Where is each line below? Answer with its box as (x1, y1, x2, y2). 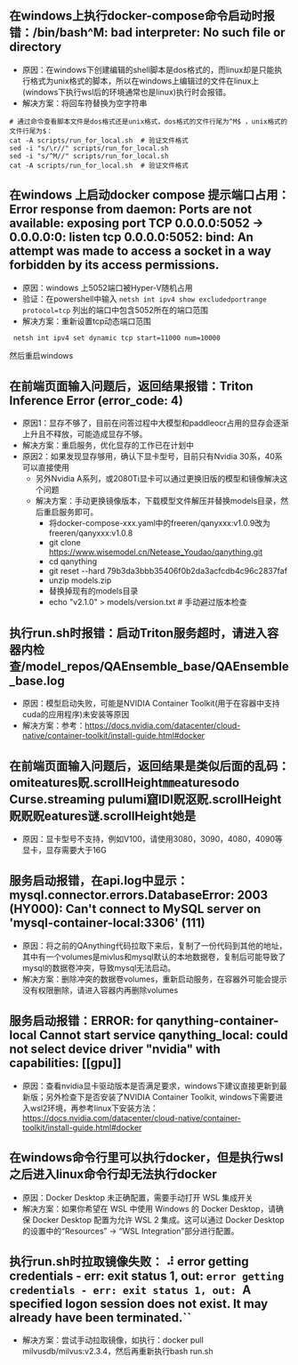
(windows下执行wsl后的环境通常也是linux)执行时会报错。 (21, 86, 231, 97)
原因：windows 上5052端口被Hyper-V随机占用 (21, 282, 193, 293)
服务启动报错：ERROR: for (9, 1014, 154, 1029)
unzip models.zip (48, 575, 112, 586)
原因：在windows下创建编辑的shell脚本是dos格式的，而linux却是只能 (21, 64, 275, 75)
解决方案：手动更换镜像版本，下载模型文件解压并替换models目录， (35, 496, 281, 506)
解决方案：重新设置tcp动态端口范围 (21, 315, 151, 327)
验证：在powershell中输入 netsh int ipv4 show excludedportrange (21, 293, 267, 304)
